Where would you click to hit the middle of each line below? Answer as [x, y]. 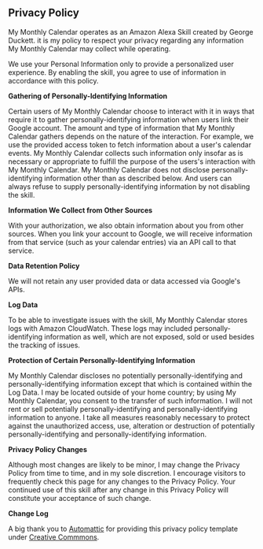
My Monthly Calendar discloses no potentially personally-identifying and [126, 375]
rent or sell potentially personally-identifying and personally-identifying [123, 409]
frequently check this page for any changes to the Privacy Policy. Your [122, 481]
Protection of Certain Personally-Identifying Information [102, 360]
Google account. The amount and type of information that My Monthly [122, 128]
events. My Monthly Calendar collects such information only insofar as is [126, 153]
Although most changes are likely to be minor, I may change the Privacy [124, 465]
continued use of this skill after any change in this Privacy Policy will [119, 490]
